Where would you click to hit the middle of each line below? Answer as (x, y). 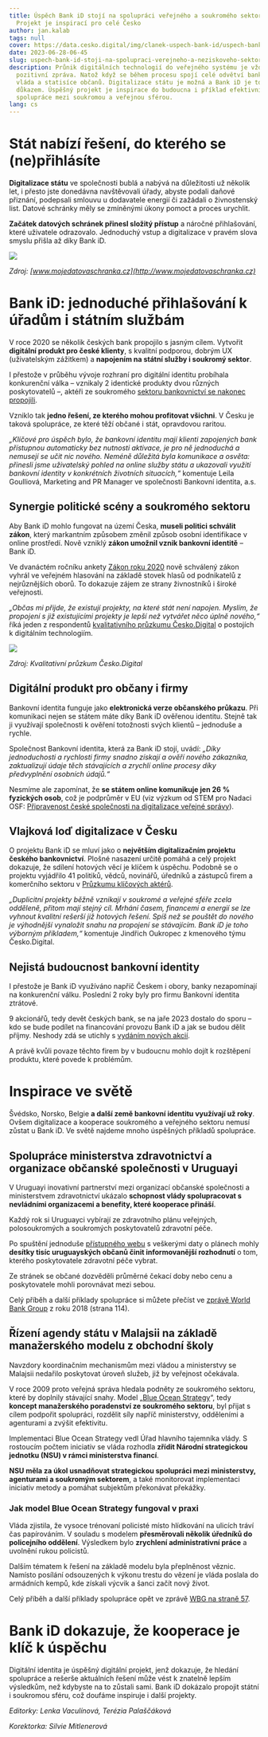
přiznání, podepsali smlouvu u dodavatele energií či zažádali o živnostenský (133, 200)
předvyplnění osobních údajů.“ (60, 774)
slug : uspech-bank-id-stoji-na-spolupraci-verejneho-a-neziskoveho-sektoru (137, 61)
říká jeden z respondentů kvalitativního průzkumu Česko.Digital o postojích (132, 624)
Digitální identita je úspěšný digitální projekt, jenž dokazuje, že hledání (124, 1670)
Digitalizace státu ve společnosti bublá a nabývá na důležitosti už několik (130, 183)
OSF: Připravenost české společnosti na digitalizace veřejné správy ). (121, 806)
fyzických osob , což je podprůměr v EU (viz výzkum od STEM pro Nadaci (130, 798)
